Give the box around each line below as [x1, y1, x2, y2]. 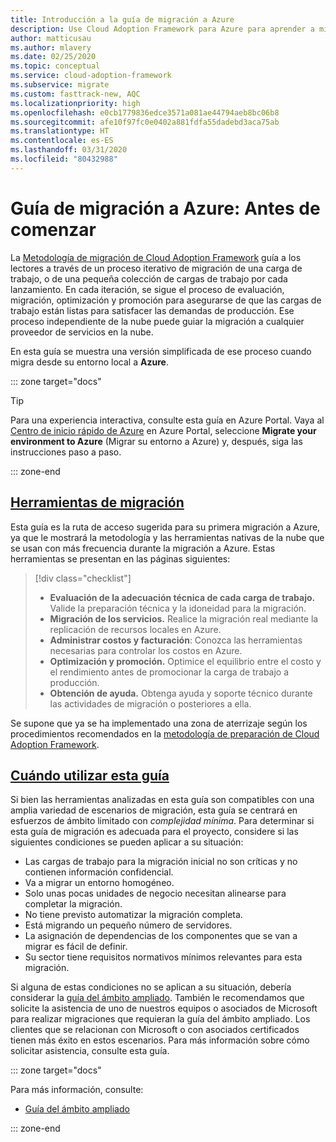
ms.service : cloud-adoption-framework [10, 71, 172, 81]
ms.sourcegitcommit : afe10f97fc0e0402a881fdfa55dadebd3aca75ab [10, 117, 280, 127]
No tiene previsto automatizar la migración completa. [24, 909, 243, 921]
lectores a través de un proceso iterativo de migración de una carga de [10, 262, 303, 274]
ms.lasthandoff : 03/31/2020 [10, 145, 128, 155]
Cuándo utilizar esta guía [10, 767, 170, 784]
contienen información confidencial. [24, 866, 174, 878]
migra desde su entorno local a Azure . [10, 356, 169, 368]
